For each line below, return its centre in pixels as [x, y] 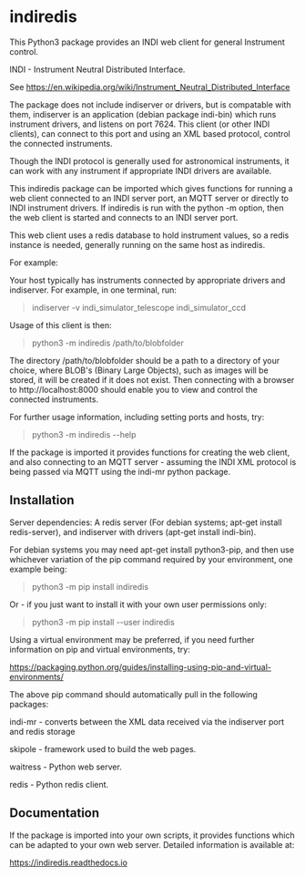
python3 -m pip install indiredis [90, 586]
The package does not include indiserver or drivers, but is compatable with [150, 104]
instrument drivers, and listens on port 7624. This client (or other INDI [140, 124]
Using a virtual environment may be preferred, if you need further [132, 639]
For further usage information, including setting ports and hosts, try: [137, 417]
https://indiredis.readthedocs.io [68, 862]
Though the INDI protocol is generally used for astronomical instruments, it [149, 160]
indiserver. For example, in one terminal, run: [93, 290]
